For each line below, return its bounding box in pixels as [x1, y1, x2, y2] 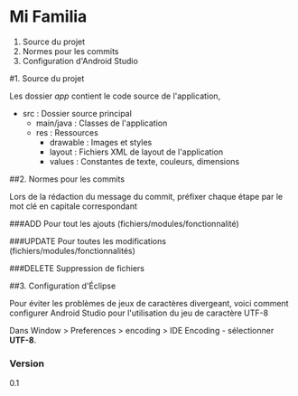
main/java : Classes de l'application [35, 118, 168, 128]
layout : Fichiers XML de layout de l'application [49, 146, 224, 157]
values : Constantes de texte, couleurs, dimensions [49, 156, 240, 166]
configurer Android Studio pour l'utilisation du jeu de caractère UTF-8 [9, 307, 269, 318]
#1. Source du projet [9, 72, 85, 83]
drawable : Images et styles [49, 137, 153, 147]
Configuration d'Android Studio [22, 55, 138, 66]
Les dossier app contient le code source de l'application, [9, 90, 221, 101]
